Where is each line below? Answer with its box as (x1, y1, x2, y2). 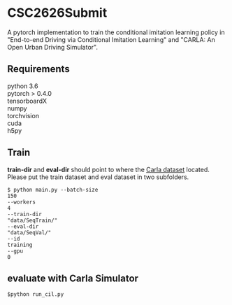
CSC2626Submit (7, 5, 108, 21)
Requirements (7, 63, 70, 75)
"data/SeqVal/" (7, 229, 52, 236)
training (7, 241, 33, 248)
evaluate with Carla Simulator (7, 272, 138, 284)
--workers (7, 198, 36, 206)
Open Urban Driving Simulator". (7, 43, 98, 51)
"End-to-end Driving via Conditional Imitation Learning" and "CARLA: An (7, 35, 215, 43)
